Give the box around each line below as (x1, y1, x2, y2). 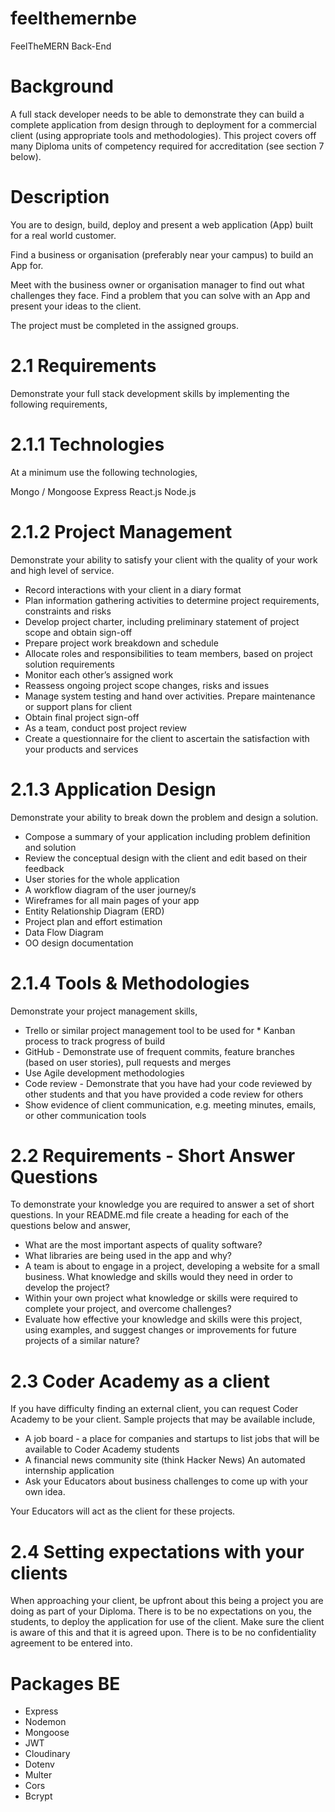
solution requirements (24, 658, 115, 670)
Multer (24, 1769, 53, 1781)
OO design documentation (24, 937, 134, 949)
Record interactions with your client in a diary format (24, 583, 242, 596)
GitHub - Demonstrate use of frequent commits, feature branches (24, 1045, 295, 1057)
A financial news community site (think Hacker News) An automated (24, 1454, 306, 1466)
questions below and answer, (10, 1220, 131, 1232)
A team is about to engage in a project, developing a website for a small (24, 1260, 320, 1272)
